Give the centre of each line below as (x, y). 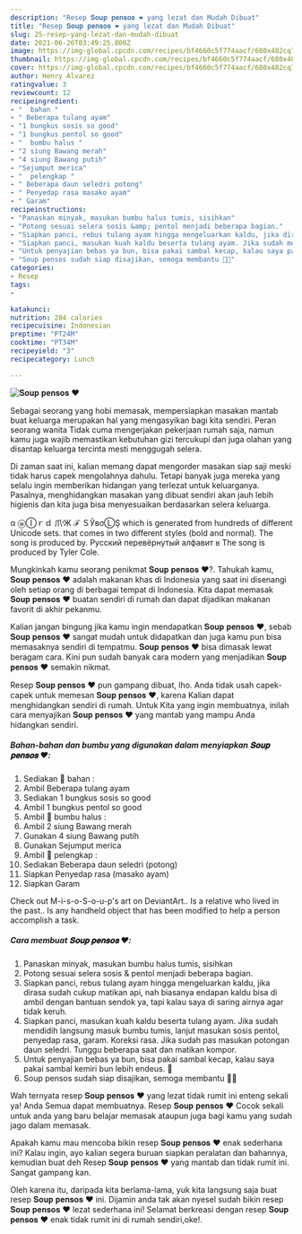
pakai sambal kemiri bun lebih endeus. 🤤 (98, 1068)
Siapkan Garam (52, 883)
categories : (32, 268)
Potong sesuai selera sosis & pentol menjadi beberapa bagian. (138, 973)
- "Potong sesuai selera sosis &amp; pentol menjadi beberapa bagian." (147, 226)
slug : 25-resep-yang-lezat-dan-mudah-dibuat (95, 34)
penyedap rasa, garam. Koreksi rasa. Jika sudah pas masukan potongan (156, 1040)
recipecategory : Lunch (52, 359)
